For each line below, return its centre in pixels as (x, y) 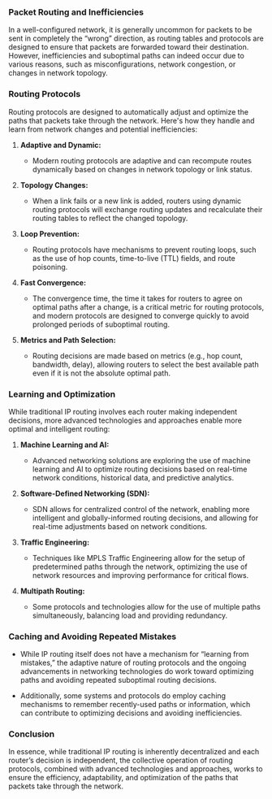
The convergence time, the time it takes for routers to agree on (137, 298)
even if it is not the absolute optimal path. (101, 373)
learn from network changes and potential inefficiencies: (103, 129)
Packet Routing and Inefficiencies (76, 12)
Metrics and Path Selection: (68, 340)
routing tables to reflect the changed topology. (110, 218)
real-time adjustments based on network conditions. (120, 526)
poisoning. (50, 267)
